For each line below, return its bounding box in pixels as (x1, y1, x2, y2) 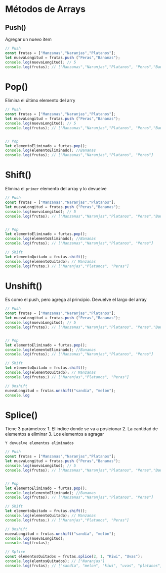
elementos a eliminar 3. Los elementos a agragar (5, 431, 104, 437)
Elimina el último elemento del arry (5, 98, 76, 104)
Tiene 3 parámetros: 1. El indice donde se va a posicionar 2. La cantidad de (5, 426, 158, 432)
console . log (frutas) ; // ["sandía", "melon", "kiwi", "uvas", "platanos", (5, 563, 163, 568)
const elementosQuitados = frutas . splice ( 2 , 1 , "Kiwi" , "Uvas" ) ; (5, 554, 143, 559)
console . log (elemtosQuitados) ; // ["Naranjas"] (5, 559, 105, 564)
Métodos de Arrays (5, 3, 85, 15)
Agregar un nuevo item (5, 36, 52, 42)
